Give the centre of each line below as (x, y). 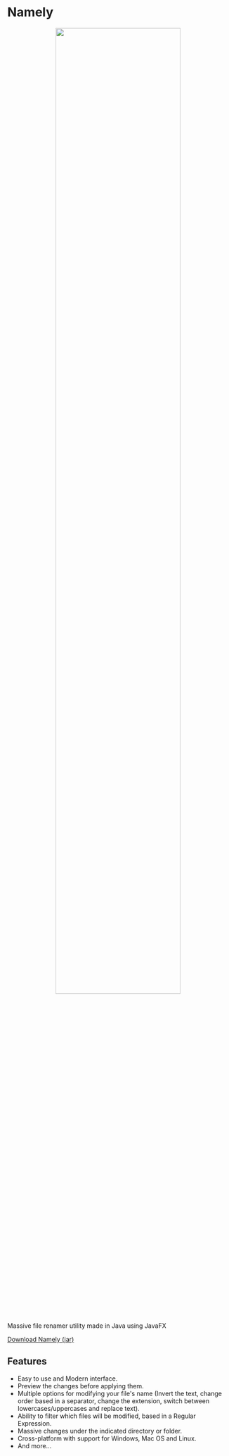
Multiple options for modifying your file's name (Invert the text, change (120, 1393)
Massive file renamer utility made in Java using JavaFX (87, 1326)
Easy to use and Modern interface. (67, 1379)
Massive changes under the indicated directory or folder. (100, 1431)
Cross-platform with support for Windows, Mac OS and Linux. (107, 1438)
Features (27, 1361)
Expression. (34, 1423)
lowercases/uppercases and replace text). (78, 1408)
